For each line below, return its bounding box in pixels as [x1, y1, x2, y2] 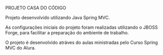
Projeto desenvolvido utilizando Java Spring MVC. [5, 15, 110, 20]
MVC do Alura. [5, 45, 36, 50]
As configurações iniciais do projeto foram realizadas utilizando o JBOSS [5, 24, 158, 30]
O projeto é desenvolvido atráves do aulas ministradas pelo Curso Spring [5, 39, 158, 45]
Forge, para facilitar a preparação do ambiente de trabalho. [5, 30, 129, 35]
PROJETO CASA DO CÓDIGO [5, 5, 67, 11]
